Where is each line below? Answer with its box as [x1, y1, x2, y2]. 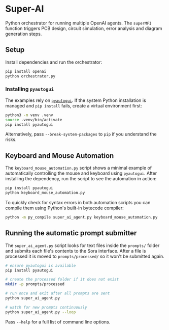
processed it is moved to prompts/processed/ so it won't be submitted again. [5, 253, 164, 259]
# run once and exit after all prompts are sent [5, 291, 110, 296]
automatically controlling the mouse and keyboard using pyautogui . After [5, 170, 157, 176]
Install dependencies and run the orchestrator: [5, 59, 103, 65]
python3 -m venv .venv [5, 113, 53, 118]
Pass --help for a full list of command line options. [5, 319, 111, 325]
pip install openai [5, 69, 47, 74]
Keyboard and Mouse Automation [5, 151, 114, 160]
